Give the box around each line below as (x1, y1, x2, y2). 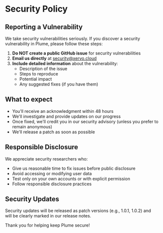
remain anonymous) (12, 124, 53, 129)
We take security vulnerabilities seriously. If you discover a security (5, 36, 140, 41)
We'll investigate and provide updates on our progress (12, 113, 121, 119)
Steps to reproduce (19, 71, 58, 76)
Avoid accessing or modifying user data (12, 170, 92, 176)
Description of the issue (19, 66, 68, 72)
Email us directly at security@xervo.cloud (12, 55, 97, 61)
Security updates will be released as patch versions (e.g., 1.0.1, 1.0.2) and (5, 208, 151, 214)
